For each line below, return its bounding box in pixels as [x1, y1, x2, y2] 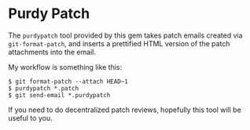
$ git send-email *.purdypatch [8, 91, 111, 99]
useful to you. [8, 113, 53, 122]
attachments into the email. [8, 47, 97, 56]
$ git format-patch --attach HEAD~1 [8, 78, 128, 85]
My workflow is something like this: [8, 62, 123, 71]
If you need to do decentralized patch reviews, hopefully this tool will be [8, 105, 241, 114]
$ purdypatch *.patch [8, 84, 79, 92]
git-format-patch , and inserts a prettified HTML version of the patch [8, 38, 230, 48]
